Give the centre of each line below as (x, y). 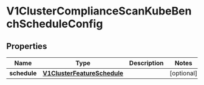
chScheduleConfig (55, 24)
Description (146, 63)
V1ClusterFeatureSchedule (83, 73)
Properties (27, 46)
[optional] (184, 73)
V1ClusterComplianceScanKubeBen (99, 11)
